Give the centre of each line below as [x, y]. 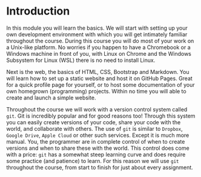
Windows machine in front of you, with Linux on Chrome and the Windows [99, 53]
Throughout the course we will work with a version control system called [97, 109]
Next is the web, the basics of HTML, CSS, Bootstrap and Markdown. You [98, 72]
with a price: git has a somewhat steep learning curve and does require [96, 154]
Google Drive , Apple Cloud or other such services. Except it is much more [98, 135]
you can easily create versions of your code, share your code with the [94, 122]
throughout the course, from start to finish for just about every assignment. [100, 167]
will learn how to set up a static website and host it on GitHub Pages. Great [99, 78]
